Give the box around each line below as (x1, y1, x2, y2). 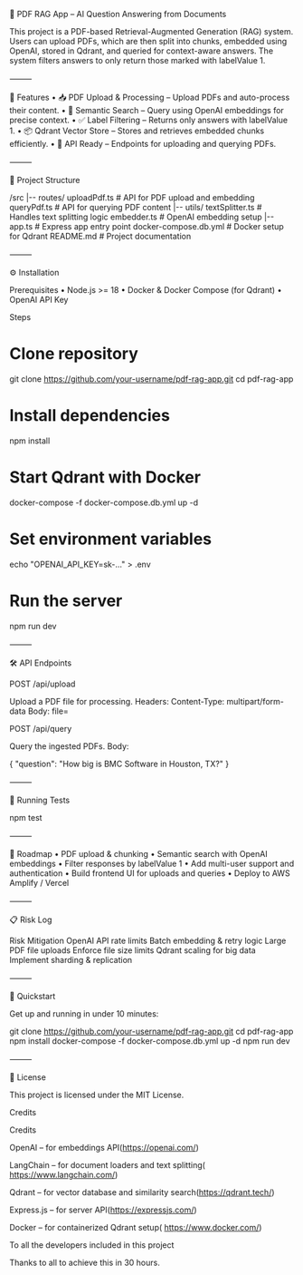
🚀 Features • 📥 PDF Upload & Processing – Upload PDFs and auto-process (9, 92, 290, 102)
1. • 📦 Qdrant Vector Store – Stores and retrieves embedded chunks (9, 125, 265, 136)
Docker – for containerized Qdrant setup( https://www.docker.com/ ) (9, 1221, 262, 1232)
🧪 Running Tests (9, 794, 71, 805)
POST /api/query (9, 723, 72, 734)
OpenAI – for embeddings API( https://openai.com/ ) (9, 1142, 199, 1153)
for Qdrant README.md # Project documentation (9, 231, 192, 241)
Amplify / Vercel (9, 877, 70, 888)
